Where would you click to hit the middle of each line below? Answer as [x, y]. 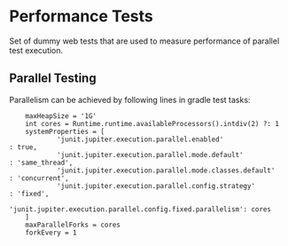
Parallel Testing [53, 79]
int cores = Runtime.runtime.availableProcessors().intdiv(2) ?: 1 [152, 123]
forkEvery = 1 [51, 233]
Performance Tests [81, 16]
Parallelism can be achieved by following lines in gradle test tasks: [130, 99]
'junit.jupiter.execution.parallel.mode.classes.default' [166, 171]
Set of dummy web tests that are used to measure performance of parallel [144, 41]
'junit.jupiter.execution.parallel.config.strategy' [156, 186]
